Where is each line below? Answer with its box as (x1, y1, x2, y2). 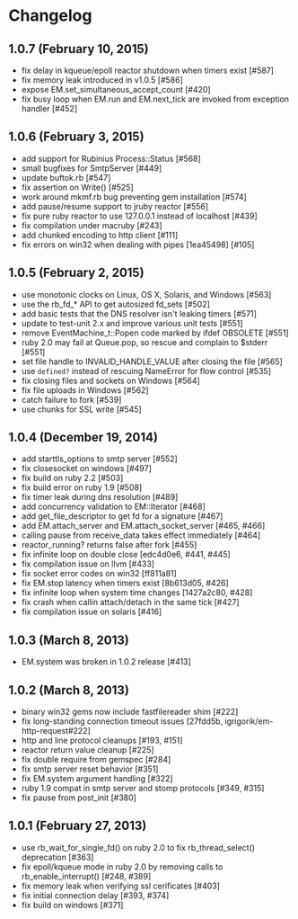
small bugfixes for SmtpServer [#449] (21, 163, 162, 174)
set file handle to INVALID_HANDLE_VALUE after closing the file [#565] (21, 356, 284, 367)
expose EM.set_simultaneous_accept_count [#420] (21, 85, 212, 94)
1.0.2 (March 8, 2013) (8, 683, 129, 698)
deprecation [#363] (21, 852, 94, 862)
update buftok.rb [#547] (21, 172, 111, 183)
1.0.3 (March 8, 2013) (8, 632, 129, 647)
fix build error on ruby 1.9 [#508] (21, 482, 143, 493)
